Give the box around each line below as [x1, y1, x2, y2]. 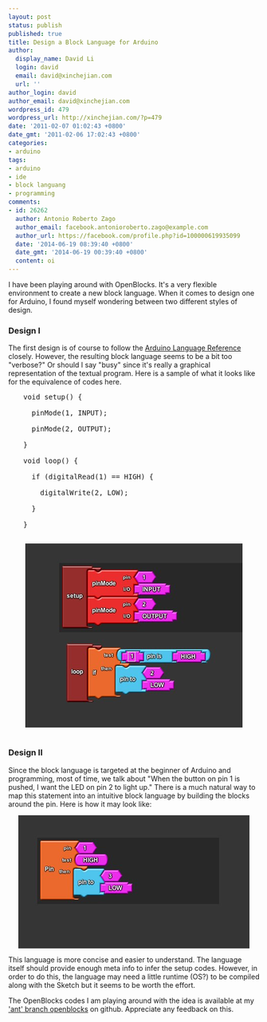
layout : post [8, 13, 52, 21]
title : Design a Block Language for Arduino [8, 38, 159, 46]
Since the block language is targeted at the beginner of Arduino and [8, 765, 231, 775]
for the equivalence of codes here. [8, 377, 122, 387]
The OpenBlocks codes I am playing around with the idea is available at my [8, 996, 255, 1005]
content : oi [15, 257, 56, 265]
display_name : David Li [15, 55, 94, 63]
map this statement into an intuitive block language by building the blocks [8, 791, 249, 800]
